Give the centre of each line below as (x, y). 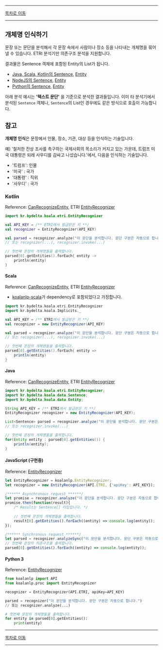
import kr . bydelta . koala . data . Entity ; (44, 400)
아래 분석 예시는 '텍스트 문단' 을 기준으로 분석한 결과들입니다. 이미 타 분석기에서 (80, 97)
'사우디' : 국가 (25, 183)
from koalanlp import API (31, 579)
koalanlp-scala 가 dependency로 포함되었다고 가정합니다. (67, 297)
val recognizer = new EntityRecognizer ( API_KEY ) (55, 324)
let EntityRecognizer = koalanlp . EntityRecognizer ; (58, 480)
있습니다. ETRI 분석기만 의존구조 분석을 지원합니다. (63, 53)
